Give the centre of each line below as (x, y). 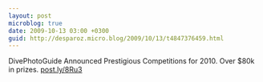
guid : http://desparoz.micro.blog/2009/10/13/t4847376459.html (116, 38)
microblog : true (35, 23)
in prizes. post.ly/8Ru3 (45, 70)
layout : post (30, 16)
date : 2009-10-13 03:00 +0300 (59, 31)
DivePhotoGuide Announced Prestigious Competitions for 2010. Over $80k (131, 61)
